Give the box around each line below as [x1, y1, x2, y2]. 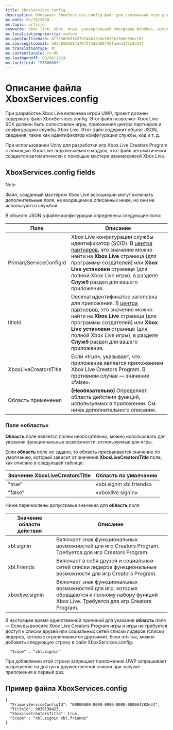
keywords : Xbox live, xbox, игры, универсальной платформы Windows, [5, 27, 155, 32]
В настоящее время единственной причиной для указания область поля [5, 617, 166, 624]
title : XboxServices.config [5, 7, 66, 13]
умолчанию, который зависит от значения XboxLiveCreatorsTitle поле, [5, 454, 162, 460]
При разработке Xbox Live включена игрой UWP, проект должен [5, 110, 148, 116]
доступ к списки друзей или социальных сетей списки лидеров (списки [5, 628, 164, 634]
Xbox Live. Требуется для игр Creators [56, 598, 152, 605]
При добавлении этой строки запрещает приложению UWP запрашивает [5, 658, 167, 664]
